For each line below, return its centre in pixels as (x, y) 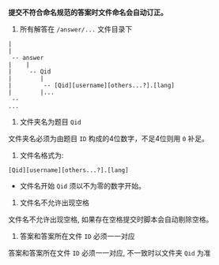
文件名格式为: (42, 155)
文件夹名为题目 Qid (50, 122)
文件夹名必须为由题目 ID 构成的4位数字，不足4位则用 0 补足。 (109, 138)
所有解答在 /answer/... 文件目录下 (76, 29)
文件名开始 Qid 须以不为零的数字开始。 (83, 186)
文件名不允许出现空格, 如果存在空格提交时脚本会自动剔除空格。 (111, 219)
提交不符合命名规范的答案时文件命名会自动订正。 (88, 12)
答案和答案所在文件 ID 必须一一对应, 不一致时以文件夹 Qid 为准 (109, 253)
